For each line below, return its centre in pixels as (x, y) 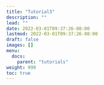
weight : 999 (21, 67)
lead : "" (17, 23)
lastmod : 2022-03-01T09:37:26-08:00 (52, 34)
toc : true (19, 73)
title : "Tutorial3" (31, 12)
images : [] (20, 45)
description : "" (26, 17)
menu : (13, 51)
